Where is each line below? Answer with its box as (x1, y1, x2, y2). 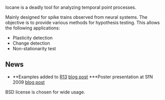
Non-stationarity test (12, 46, 56, 51)
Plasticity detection (12, 35, 53, 41)
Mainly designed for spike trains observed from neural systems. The (5, 14, 148, 20)
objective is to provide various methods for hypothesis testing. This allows (5, 20, 160, 25)
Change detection (12, 40, 51, 46)
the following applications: (5, 25, 60, 31)
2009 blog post (12, 79, 45, 85)
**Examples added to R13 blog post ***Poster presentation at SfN (12, 74, 153, 80)
